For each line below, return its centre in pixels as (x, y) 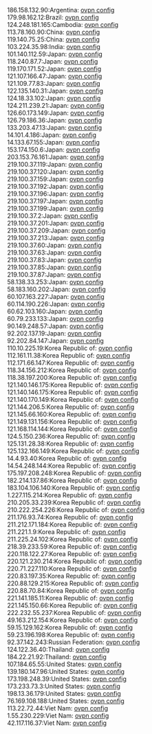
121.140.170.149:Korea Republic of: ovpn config (73, 400)
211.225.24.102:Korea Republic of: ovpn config (73, 539)
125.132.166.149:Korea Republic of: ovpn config (73, 451)
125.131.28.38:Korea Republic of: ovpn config (70, 443)
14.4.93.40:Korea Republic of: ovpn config (67, 458)
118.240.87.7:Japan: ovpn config (53, 61)
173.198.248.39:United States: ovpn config (67, 679)
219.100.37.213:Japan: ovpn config (56, 238)
